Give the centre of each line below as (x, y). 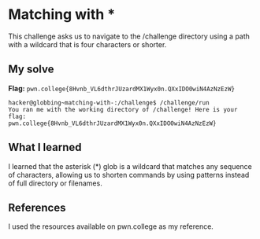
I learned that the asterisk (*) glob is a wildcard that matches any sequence (130, 166)
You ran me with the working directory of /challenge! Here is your (123, 109)
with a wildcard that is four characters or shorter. (87, 44)
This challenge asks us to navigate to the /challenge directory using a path (129, 36)
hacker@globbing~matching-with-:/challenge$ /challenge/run (109, 103)
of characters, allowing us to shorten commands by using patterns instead (129, 175)
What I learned (45, 147)
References (37, 207)
